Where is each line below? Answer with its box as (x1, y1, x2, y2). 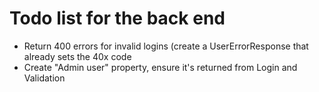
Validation (23, 72, 66, 84)
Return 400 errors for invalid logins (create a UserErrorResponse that (23, 40, 309, 52)
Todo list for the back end (9, 7, 226, 30)
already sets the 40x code (23, 50, 132, 62)
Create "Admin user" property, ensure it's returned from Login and (23, 61, 298, 73)
